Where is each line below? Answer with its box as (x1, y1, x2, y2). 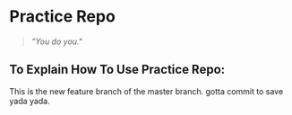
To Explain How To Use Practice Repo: (9, 62, 226, 77)
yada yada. (9, 95, 51, 106)
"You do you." (30, 36, 82, 47)
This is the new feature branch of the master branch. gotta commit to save (9, 85, 284, 96)
